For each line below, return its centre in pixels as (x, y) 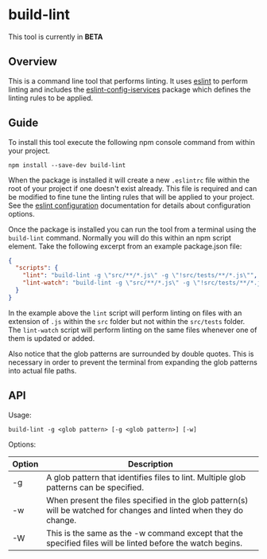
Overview (33, 62)
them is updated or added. (52, 338)
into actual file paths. (43, 370)
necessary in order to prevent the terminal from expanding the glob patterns (133, 362)
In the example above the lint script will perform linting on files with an (125, 313)
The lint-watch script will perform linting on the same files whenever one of (133, 330)
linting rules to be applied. (51, 98)
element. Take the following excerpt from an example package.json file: (125, 246)
